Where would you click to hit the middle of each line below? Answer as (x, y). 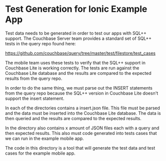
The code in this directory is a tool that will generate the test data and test (80, 148)
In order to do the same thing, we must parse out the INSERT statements (79, 88)
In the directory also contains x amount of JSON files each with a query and (82, 128)
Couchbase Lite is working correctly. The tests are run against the (72, 68)
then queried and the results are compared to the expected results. (73, 118)
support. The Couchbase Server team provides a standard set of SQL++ (78, 38)
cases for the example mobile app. (40, 153)
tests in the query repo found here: (41, 43)
